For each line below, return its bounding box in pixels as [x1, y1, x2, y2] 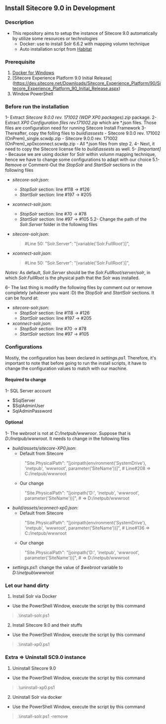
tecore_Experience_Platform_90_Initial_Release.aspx [12, 85, 119, 91]
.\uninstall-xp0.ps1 [17, 684, 55, 690]
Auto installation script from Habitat [19, 46, 92, 52]
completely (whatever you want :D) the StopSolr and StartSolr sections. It [5, 290, 155, 296]
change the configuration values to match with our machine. [5, 365, 128, 371]
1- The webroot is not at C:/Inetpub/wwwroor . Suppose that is [5, 430, 131, 436]
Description [5, 19, 34, 26]
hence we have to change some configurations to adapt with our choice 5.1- [5, 156, 160, 163]
